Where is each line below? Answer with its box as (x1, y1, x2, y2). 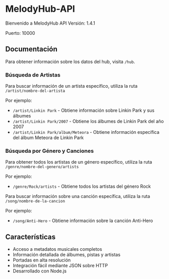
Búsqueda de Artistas (5, 71, 60, 78)
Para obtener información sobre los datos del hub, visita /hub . (5, 58, 136, 65)
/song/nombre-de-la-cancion (5, 198, 66, 204)
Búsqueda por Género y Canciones (5, 147, 94, 154)
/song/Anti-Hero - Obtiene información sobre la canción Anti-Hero (12, 217, 154, 224)
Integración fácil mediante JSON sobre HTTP (12, 263, 108, 269)
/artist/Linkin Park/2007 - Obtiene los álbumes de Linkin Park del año (12, 118, 164, 125)
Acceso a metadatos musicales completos (12, 246, 102, 252)
